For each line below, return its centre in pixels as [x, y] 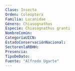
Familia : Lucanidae [25, 19]
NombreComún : [19, 33]
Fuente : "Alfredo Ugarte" [32, 61]
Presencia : [16, 51]
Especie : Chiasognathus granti [38, 28]
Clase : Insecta [21, 10]
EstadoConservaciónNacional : [35, 42]
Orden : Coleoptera [24, 14]
